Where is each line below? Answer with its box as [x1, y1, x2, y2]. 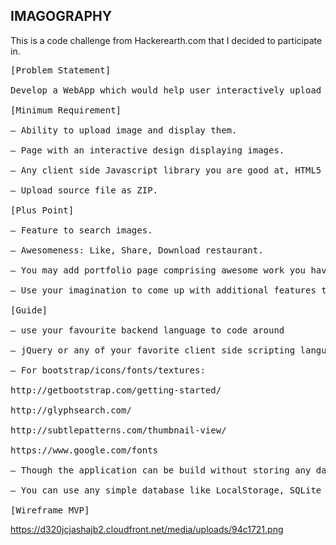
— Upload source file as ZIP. [10, 184, 159, 196]
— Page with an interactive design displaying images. [10, 144, 285, 156]
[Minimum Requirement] [10, 104, 122, 116]
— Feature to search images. [10, 224, 153, 236]
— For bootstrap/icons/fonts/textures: [10, 364, 206, 376]
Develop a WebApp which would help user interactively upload [10, 84, 322, 96]
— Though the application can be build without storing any [10, 464, 312, 476]
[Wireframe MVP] [10, 504, 90, 516]
